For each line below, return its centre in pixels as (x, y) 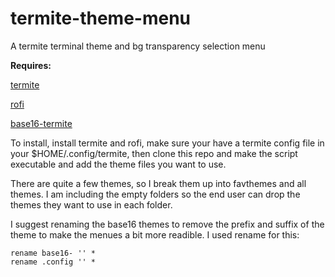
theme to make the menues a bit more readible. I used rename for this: (155, 234)
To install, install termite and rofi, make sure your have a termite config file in (167, 143)
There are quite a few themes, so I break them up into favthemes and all (158, 183)
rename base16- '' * (53, 253)
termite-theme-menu (101, 18)
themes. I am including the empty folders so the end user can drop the (155, 194)
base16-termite (41, 123)
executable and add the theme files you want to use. (118, 164)
